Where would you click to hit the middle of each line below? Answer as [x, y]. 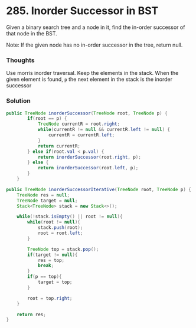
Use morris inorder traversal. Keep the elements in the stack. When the [92, 73]
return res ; [31, 314]
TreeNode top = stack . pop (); [63, 249]
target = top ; [55, 282]
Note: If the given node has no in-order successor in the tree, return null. [94, 45]
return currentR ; [59, 146]
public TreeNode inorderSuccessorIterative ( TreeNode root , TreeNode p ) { [99, 189]
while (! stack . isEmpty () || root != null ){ [70, 217]
